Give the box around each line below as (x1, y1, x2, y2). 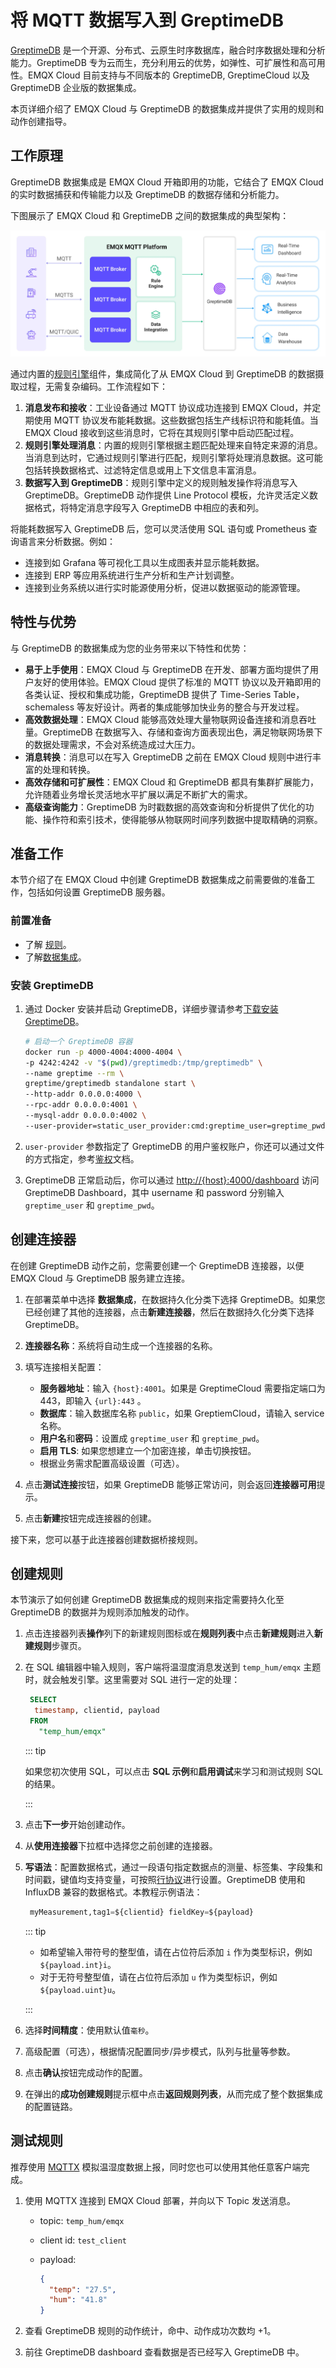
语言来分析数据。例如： (18, 535, 116, 547)
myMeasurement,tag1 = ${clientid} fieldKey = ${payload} (29, 1907, 254, 1917)
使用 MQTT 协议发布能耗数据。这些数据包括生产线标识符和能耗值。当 (33, 414, 319, 426)
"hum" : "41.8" (48, 2295, 108, 2305)
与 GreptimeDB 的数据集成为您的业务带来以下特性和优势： (10, 642, 250, 654)
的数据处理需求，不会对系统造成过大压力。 (24, 738, 201, 750)
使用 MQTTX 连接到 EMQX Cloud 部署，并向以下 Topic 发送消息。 (24, 2194, 296, 2206)
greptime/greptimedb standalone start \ (24, 1079, 196, 1089)
